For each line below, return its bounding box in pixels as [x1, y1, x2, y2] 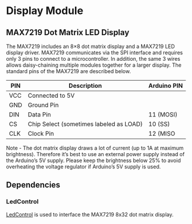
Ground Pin [28, 101, 59, 109]
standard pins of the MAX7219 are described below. [6, 68, 131, 74]
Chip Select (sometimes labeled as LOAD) [28, 120, 143, 128]
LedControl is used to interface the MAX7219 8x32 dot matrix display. [6, 211, 174, 218]
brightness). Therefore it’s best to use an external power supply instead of [6, 151, 185, 157]
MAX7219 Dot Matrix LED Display [6, 27, 130, 37]
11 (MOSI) [148, 111, 177, 118]
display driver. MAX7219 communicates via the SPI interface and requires [6, 49, 183, 56]
